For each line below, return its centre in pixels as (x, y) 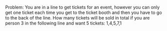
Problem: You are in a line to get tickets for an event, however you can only (82, 7)
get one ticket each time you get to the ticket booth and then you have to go (83, 12)
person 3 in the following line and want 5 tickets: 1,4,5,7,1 (63, 23)
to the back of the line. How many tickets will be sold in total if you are (77, 18)
